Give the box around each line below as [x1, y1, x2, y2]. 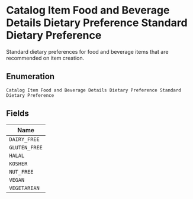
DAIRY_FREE [9, 136, 40, 142]
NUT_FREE [9, 168, 34, 175]
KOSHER [9, 160, 28, 167]
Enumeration [6, 71, 55, 81]
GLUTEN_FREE [9, 144, 43, 151]
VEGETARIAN [9, 184, 40, 191]
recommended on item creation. [6, 54, 85, 61]
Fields [6, 109, 30, 119]
